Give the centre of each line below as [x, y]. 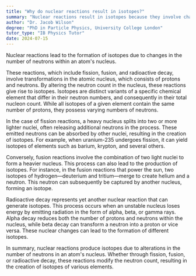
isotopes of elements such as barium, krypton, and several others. [85, 146]
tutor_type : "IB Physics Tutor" [45, 33]
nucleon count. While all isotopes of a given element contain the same [90, 104]
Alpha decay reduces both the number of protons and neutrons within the [94, 218]
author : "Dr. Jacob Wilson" [40, 22]
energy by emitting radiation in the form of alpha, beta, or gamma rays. [91, 212]
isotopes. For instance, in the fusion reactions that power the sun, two [90, 170]
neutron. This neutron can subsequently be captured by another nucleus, [94, 182]
